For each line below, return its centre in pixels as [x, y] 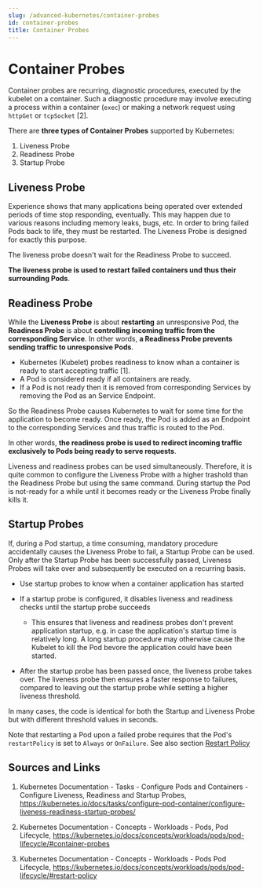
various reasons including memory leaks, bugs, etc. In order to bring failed [129, 223]
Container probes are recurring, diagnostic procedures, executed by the [124, 90]
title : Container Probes [49, 30]
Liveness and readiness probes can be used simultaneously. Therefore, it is [130, 466]
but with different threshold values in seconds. [83, 719]
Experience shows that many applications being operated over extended [126, 206]
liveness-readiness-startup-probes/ [77, 811]
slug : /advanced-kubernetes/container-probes [84, 15]
